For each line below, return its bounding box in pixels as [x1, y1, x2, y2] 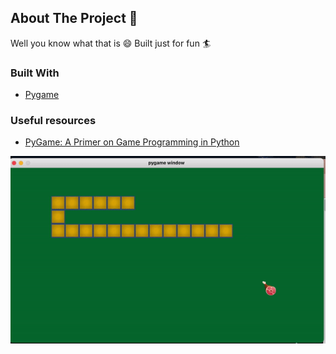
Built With [10, 66, 60, 80]
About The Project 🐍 [10, 10, 138, 27]
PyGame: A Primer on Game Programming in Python [24, 136, 240, 148]
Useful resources [10, 114, 97, 128]
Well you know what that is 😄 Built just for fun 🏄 [10, 37, 212, 49]
